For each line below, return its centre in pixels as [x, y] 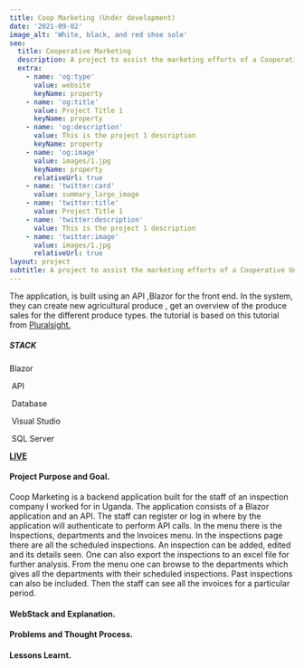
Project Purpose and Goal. [60, 477]
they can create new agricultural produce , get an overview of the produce [148, 305]
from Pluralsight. [40, 324]
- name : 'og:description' [75, 128]
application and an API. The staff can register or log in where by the [135, 516]
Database [29, 403]
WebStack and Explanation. [62, 614]
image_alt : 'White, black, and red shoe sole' [99, 34]
